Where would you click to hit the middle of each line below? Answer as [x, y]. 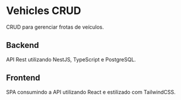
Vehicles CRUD [43, 11]
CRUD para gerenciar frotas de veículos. [55, 27]
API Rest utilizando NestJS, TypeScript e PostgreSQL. [71, 59]
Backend [23, 45]
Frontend [23, 78]
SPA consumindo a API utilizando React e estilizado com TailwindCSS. [91, 92]
